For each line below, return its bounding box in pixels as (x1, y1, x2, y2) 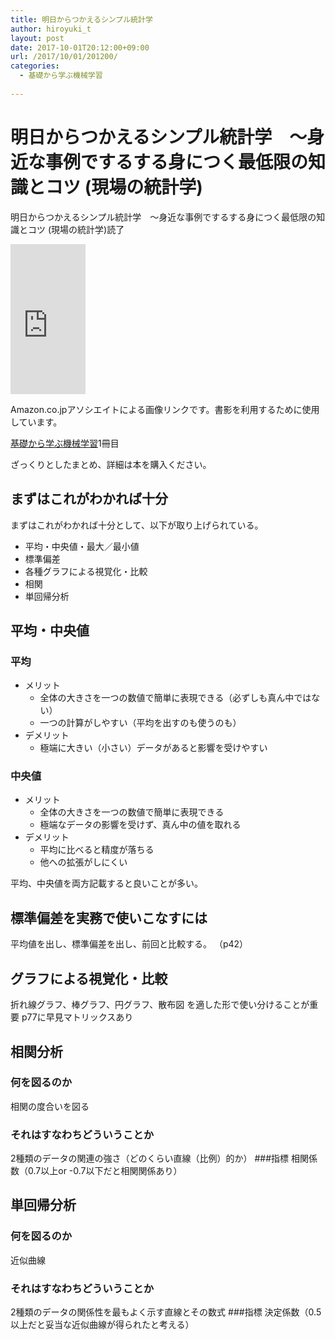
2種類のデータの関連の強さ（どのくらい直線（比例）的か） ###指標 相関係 (10, 1152, 318, 1165)
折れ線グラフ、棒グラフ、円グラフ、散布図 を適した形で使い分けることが (10, 999, 310, 1011)
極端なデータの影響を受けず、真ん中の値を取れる (39, 819, 242, 831)
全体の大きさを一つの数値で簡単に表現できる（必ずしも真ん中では (39, 692, 312, 704)
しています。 (10, 416, 63, 428)
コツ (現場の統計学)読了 (27, 223, 125, 235)
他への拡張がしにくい (39, 856, 128, 868)
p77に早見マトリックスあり (21, 1011, 134, 1023)
